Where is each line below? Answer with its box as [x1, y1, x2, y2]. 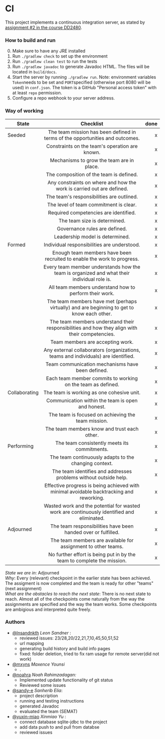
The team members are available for [50, 537, 134, 543]
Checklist [80, 120, 104, 127]
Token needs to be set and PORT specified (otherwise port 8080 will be [12, 79, 151, 85]
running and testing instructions [19, 698, 84, 704]
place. [84, 163, 99, 170]
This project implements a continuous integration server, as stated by [5, 19, 145, 25]
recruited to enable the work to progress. [45, 255, 139, 262]
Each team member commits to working [46, 375, 138, 382]
